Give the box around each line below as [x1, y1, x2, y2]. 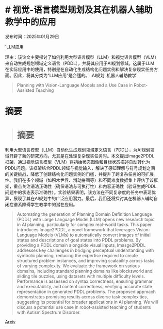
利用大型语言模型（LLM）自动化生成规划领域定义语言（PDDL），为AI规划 [5, 147, 150, 153]
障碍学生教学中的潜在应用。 [21, 202, 78, 208]
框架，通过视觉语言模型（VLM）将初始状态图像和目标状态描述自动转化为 [5, 159, 150, 165]
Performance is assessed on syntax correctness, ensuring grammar [16, 278, 153, 284]
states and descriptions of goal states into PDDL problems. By [16, 237, 141, 243]
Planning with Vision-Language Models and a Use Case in [16, 82, 133, 88]
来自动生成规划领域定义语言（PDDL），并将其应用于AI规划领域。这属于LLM [5, 60, 154, 66]
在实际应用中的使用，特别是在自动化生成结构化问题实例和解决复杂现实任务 [5, 66, 154, 72]
